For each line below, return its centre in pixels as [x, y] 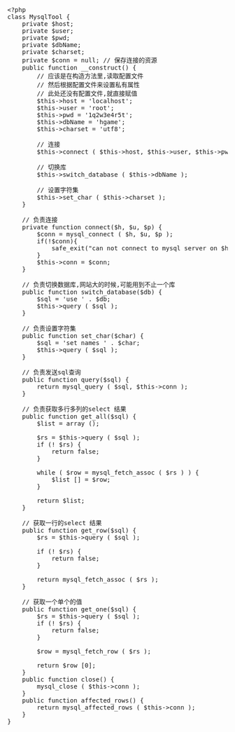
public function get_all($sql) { [79, 416]
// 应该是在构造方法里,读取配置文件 [90, 76]
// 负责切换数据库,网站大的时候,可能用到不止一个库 [99, 284]
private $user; [48, 31]
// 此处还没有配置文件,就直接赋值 [87, 94]
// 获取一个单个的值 [52, 602]
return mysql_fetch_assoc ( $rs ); [98, 579]
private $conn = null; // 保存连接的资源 [90, 60]
